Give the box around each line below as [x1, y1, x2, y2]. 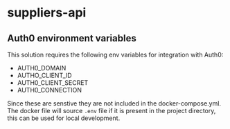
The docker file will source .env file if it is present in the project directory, [7, 107, 216, 115]
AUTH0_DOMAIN [17, 64, 67, 72]
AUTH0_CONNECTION [17, 86, 82, 94]
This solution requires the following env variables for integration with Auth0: [7, 50, 224, 59]
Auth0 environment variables [7, 32, 136, 44]
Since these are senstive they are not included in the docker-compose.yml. [7, 99, 222, 108]
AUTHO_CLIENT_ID [17, 71, 72, 79]
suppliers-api [7, 5, 87, 21]
